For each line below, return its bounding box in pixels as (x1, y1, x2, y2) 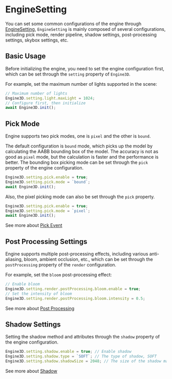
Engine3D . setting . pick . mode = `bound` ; (5, 179, 91, 184)
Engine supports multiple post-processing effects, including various (5, 251, 148, 257)
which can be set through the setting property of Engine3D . (5, 71, 131, 77)
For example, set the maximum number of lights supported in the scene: (5, 81, 158, 87)
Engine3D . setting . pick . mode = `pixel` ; (5, 208, 91, 214)
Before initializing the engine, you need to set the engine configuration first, (5, 65, 165, 71)
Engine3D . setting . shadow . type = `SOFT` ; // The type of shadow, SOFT (5, 354, 157, 359)
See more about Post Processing (5, 305, 75, 311)
